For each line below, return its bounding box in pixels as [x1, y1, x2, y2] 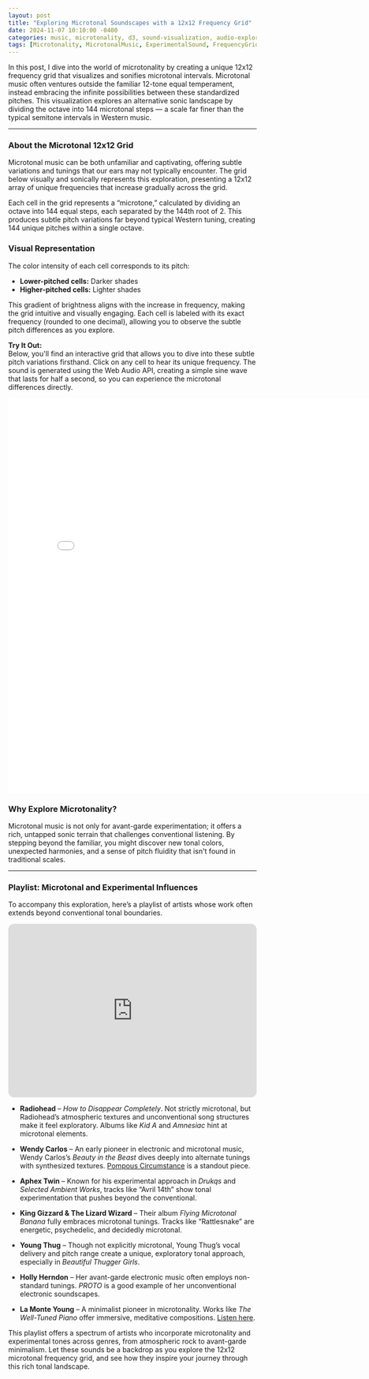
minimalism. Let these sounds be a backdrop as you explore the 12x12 [8, 1345, 235, 1355]
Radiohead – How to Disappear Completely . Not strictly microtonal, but [19, 1104, 252, 1113]
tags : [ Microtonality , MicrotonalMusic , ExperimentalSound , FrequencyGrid [8, 41, 259, 49]
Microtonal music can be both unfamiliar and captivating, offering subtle [8, 158, 243, 167]
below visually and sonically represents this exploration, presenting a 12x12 [8, 174, 252, 184]
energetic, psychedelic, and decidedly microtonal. [19, 1225, 183, 1235]
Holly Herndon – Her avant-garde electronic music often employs [19, 1272, 233, 1282]
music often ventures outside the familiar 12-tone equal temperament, [8, 80, 235, 89]
